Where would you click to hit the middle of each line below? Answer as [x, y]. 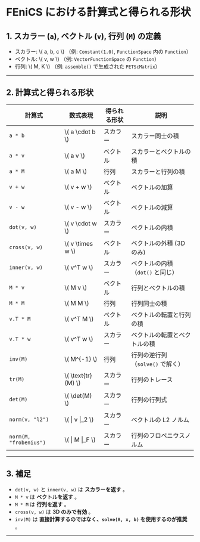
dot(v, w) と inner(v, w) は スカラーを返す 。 [71, 489]
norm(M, [20, 436]
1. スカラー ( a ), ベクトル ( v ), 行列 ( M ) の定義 [84, 36]
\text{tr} [81, 375]
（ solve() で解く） [157, 364]
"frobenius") [28, 442]
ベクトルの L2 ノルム [160, 420]
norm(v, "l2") [29, 419]
